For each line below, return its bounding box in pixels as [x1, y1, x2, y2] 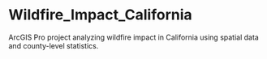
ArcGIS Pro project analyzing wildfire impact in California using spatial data [8, 32, 260, 42]
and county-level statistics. [8, 40, 99, 50]
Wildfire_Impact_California [8, 6, 192, 24]
